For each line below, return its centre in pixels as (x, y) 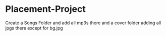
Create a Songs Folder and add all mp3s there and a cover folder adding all (83, 23)
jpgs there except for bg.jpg (34, 28)
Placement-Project (45, 9)
